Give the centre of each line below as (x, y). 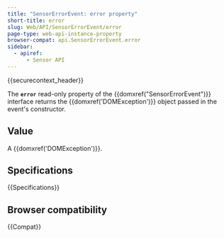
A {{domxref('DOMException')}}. (55, 148)
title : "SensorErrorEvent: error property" (73, 14)
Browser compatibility (57, 210)
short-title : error (36, 21)
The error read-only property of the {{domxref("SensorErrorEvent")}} (109, 93)
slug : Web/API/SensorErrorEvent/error (65, 27)
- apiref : (28, 54)
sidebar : (20, 47)
